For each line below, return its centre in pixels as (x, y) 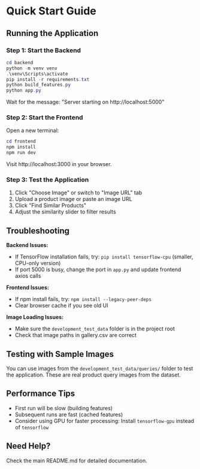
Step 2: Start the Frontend (45, 118)
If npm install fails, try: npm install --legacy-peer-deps (83, 299)
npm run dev (21, 153)
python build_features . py (38, 85)
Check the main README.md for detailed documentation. (77, 461)
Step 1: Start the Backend (44, 50)
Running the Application (52, 33)
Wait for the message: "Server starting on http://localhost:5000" (85, 102)
